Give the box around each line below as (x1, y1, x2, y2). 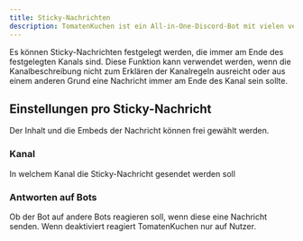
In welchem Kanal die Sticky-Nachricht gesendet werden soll (9, 168, 236, 179)
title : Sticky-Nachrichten (9, 13, 111, 23)
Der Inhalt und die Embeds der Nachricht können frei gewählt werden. (9, 125, 270, 136)
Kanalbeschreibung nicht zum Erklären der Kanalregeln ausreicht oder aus (9, 65, 286, 77)
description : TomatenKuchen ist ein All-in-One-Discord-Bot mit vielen (9, 22, 284, 31)
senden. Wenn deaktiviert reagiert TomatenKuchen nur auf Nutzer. (9, 220, 257, 231)
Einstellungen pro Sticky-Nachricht (9, 101, 212, 116)
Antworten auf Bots (9, 190, 97, 203)
